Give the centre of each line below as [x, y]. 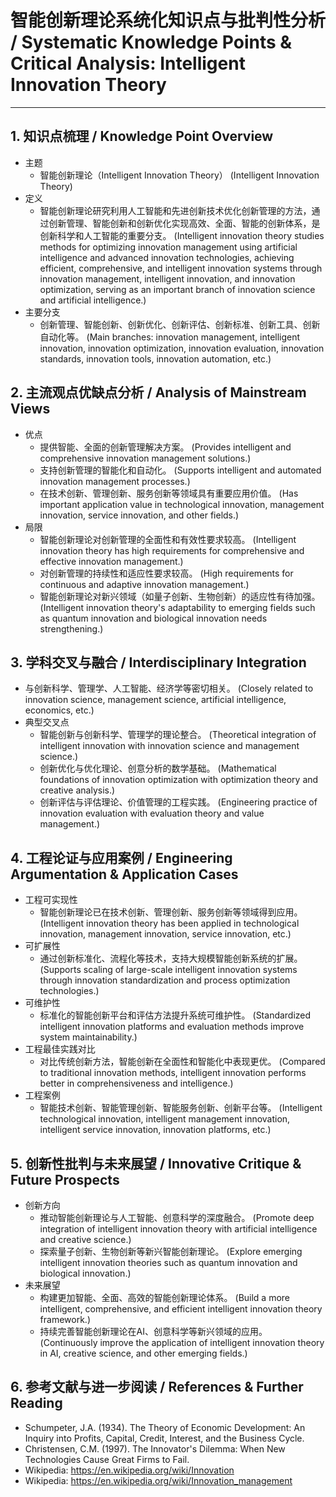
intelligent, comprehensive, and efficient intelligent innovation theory [181, 1309]
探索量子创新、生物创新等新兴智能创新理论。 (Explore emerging [171, 1251]
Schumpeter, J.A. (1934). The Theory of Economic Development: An [165, 1427]
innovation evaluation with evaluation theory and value [152, 813]
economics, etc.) [59, 710]
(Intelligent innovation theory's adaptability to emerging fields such [177, 607]
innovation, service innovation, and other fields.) [139, 515]
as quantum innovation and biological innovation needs [153, 618]
